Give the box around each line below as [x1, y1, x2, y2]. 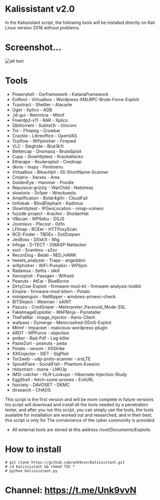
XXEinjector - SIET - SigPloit [12, 351, 69, 356]
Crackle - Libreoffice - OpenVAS [12, 133, 77, 139]
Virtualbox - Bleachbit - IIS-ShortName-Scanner [12, 169, 108, 175]
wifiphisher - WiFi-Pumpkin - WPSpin [12, 262, 88, 268]
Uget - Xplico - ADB [12, 106, 53, 113]
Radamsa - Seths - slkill [12, 268, 60, 273]
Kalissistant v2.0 [5, 3, 75, 15]
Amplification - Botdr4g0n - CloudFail [12, 195, 88, 201]
